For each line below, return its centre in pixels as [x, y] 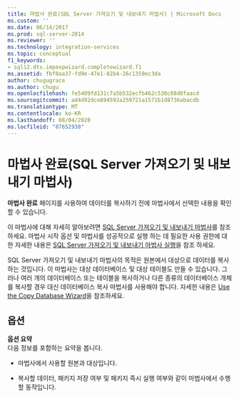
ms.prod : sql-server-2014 [46, 34]
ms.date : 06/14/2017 [38, 27]
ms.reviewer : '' [31, 41]
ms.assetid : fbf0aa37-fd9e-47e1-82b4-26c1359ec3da [84, 73]
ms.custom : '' [29, 21]
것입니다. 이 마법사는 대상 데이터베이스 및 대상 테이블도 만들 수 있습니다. [120, 269]
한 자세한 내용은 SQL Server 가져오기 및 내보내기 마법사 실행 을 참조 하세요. [112, 245]
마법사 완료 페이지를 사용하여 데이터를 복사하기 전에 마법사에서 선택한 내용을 [113, 203]
